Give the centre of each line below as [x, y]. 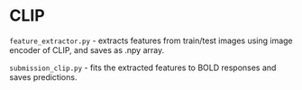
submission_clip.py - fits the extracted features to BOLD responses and [143, 67]
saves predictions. [43, 76]
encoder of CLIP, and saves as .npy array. [87, 49]
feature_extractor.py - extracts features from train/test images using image [151, 40]
